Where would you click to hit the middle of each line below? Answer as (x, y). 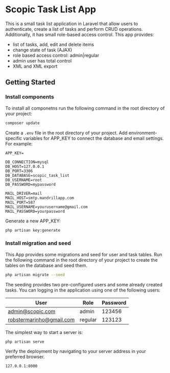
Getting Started (30, 82)
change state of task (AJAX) (42, 50)
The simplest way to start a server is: (44, 332)
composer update (22, 123)
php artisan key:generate (33, 230)
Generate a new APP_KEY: (33, 221)
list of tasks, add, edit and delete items (53, 44)
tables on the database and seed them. (46, 265)
